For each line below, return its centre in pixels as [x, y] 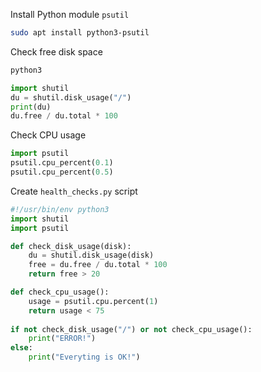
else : [21, 348]
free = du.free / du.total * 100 [98, 265]
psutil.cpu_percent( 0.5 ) [62, 172]
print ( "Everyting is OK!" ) [84, 357]
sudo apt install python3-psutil [80, 33]
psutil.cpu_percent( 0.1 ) [62, 163]
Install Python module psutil [70, 14]
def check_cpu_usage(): [60, 292]
